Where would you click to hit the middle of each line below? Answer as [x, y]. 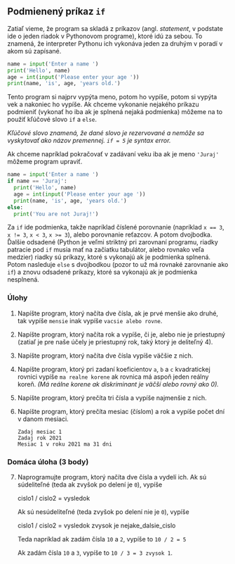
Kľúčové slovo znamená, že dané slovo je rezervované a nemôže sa [106, 133]
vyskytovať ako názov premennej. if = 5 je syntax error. [89, 141]
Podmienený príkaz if [56, 12]
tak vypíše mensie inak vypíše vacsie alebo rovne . [90, 320]
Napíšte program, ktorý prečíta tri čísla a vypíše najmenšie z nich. [112, 398]
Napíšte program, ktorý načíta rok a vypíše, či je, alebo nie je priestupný [121, 334]
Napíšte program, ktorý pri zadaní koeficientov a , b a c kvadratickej [114, 369]
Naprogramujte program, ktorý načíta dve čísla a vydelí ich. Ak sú [112, 477]
